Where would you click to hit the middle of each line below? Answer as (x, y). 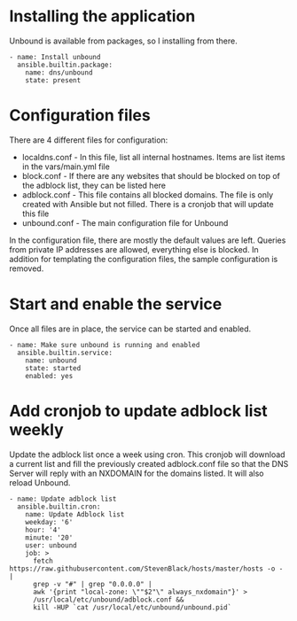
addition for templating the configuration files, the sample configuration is (144, 259)
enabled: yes (49, 376)
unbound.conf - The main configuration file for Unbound (125, 222)
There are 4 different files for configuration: (89, 140)
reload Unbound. (40, 482)
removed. (27, 268)
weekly (36, 430)
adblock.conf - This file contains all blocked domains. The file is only (148, 194)
